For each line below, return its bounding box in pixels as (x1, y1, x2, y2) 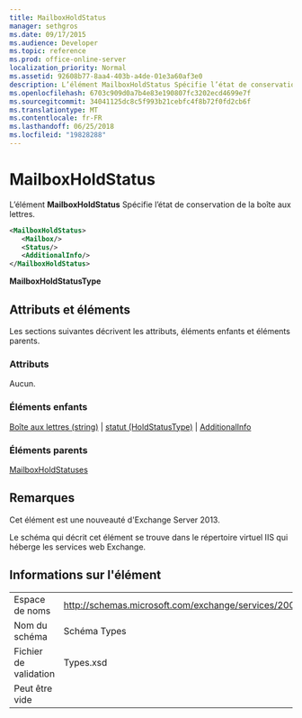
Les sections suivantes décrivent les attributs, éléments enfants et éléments (9, 326, 290, 336)
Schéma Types (63, 624, 127, 637)
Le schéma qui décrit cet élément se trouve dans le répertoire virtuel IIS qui (9, 532, 289, 542)
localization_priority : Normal (9, 64, 127, 73)
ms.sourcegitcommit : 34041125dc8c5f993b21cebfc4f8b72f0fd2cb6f (9, 96, 252, 106)
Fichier (13, 645, 43, 658)
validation (13, 668, 56, 680)
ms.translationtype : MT (9, 105, 99, 114)
